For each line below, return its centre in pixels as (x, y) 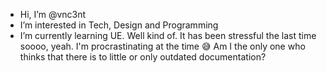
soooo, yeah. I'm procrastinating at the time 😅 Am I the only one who (162, 46)
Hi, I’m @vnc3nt (53, 14)
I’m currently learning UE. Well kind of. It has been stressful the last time (168, 35)
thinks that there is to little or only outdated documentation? (143, 57)
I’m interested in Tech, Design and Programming (119, 25)
